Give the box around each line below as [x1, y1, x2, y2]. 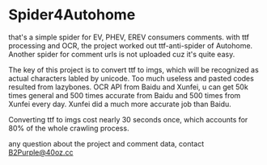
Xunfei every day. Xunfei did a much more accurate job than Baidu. [8, 99, 232, 109]
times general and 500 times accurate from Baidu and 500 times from [8, 90, 241, 100]
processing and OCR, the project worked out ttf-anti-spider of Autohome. [8, 40, 253, 50]
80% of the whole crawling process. [8, 123, 129, 133]
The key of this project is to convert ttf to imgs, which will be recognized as [8, 64, 259, 74]
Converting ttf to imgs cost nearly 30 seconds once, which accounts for [8, 114, 248, 124]
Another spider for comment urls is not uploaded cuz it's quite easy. [8, 49, 235, 59]
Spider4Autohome [8, 6, 136, 24]
